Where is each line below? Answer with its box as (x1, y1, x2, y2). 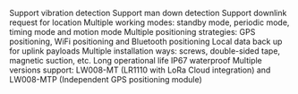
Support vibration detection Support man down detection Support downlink (9, 8, 287, 18)
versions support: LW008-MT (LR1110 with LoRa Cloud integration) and (9, 64, 271, 75)
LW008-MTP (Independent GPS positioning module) (9, 74, 203, 84)
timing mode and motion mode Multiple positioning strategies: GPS (9, 27, 256, 37)
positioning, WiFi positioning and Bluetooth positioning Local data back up (9, 36, 283, 47)
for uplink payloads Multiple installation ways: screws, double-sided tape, (9, 46, 280, 56)
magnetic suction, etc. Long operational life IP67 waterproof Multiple (9, 56, 262, 65)
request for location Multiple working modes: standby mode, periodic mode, (9, 17, 290, 28)
